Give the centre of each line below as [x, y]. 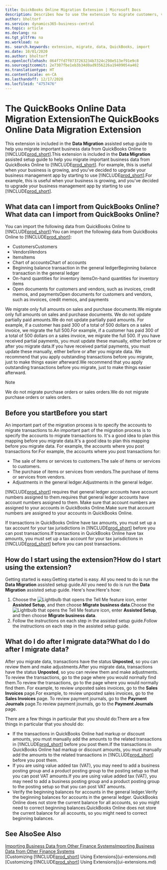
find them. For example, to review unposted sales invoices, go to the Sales [82, 688]
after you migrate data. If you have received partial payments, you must [78, 346]
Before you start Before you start [56, 413]
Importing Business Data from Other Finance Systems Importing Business [80, 846]
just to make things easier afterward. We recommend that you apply [74, 362]
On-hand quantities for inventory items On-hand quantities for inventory [85, 278]
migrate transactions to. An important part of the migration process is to [78, 430]
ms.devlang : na [21, 33]
